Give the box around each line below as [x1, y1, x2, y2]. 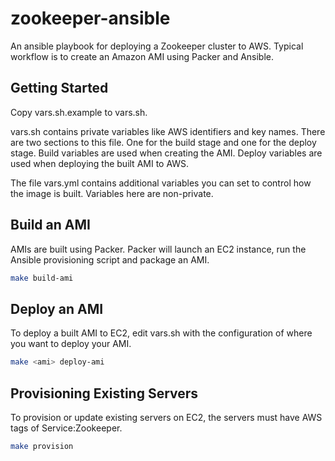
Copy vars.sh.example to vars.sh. [10, 106, 148, 118]
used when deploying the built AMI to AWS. [10, 157, 190, 169]
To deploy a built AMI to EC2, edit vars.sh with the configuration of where [10, 327, 313, 339]
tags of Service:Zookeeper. [10, 422, 123, 434]
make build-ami [10, 273, 74, 283]
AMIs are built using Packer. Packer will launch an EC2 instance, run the [10, 243, 307, 255]
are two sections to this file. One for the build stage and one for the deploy [10, 136, 317, 148]
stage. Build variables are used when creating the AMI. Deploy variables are [10, 147, 323, 159]
